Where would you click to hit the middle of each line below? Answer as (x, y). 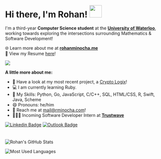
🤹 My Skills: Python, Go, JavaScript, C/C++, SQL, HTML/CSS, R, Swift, (83, 94)
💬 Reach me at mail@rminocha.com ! (49, 110)
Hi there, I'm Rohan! (46, 14)
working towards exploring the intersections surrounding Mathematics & (78, 33)
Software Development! (29, 38)
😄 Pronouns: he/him (33, 105)
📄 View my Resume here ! (31, 53)
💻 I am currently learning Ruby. (44, 87)
